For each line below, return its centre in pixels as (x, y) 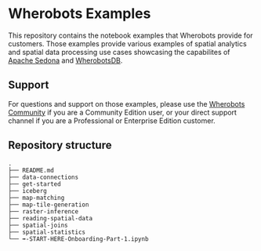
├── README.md (31, 170)
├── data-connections (43, 177)
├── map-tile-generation (49, 205)
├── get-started (34, 184)
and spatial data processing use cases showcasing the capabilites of (119, 52)
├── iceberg (27, 191)
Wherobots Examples (80, 14)
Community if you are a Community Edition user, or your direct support (123, 112)
